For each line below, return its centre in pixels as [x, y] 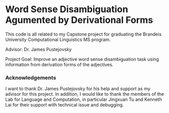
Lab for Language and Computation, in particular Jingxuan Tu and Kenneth [83, 99]
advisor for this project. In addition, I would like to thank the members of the [85, 94]
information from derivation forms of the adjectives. [59, 64]
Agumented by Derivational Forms [79, 20]
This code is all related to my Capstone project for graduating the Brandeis [83, 34]
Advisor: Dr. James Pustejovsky [39, 49]
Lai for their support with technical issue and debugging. [65, 105]
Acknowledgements [31, 78]
